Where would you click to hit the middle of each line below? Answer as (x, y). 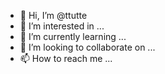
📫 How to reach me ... (66, 58)
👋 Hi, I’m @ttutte (53, 15)
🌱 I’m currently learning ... (73, 36)
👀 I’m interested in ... (62, 26)
